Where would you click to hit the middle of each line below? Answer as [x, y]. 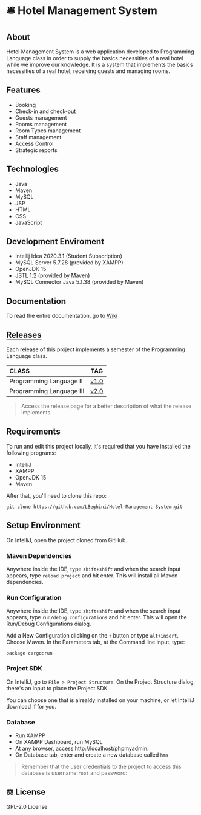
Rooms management [41, 124]
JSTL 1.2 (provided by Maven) [52, 275]
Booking [25, 105]
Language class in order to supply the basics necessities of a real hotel [95, 58]
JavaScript [28, 222]
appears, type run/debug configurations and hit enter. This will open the [97, 617]
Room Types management [48, 131]
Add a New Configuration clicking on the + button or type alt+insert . [92, 636]
